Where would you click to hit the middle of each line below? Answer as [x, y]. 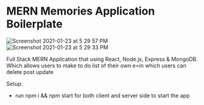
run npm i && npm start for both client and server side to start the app [102, 95]
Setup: [15, 84]
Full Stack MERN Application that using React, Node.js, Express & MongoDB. [102, 59]
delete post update [30, 72]
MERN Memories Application [81, 11]
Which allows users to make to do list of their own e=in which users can [97, 66]
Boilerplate [34, 24]
